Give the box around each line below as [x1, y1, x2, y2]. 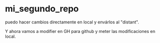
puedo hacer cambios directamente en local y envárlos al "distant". [5, 19, 139, 25]
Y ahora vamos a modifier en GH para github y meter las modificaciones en [5, 28, 156, 34]
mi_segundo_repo [5, 3, 79, 14]
